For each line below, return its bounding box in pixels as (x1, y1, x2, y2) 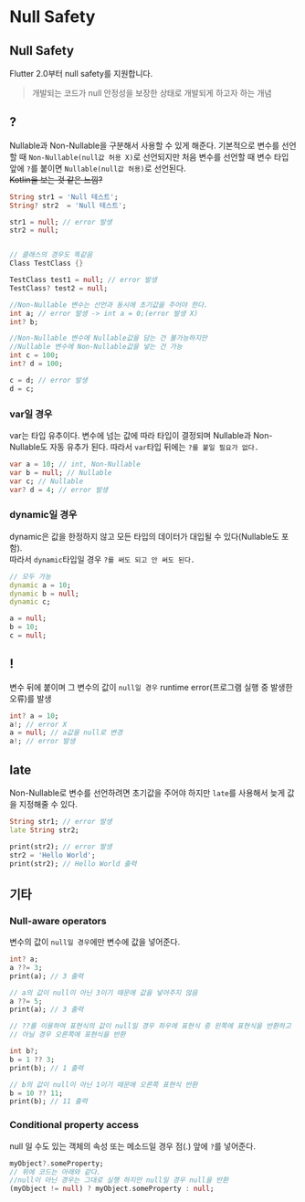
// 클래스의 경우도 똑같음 (9, 250, 93, 259)
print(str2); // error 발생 (9, 842, 112, 851)
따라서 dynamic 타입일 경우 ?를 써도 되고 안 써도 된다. (9, 554, 195, 564)
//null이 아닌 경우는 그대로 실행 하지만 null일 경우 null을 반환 (9, 1176, 229, 1185)
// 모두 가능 (9, 572, 52, 581)
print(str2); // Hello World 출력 (9, 859, 137, 869)
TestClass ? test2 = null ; (9, 283, 108, 293)
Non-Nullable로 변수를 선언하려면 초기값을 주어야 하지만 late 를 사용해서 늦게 (9, 787, 286, 798)
